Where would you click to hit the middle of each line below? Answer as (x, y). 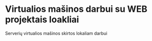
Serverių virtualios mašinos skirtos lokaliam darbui (56, 33)
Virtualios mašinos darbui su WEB (76, 9)
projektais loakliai (42, 20)
